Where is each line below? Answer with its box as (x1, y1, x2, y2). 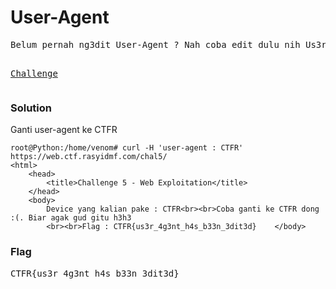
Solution (10, 101, 53, 115)
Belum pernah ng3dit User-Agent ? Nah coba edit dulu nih (10, 39, 301, 50)
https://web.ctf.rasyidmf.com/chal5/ (10, 152, 168, 162)
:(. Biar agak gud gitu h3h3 (10, 213, 132, 223)
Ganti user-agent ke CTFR (10, 124, 118, 136)
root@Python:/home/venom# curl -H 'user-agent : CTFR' (10, 143, 244, 153)
